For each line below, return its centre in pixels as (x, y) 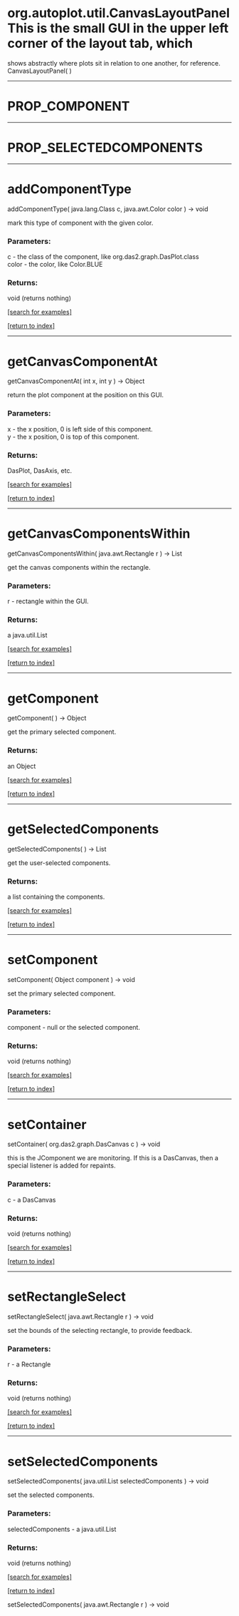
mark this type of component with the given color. (80, 223)
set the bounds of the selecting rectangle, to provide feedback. (100, 1330)
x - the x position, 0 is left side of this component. (80, 429)
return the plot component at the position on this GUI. (85, 395)
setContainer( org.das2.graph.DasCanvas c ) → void (84, 1144)
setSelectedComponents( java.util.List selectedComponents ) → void (108, 1481)
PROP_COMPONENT (69, 107)
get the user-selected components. (59, 863)
